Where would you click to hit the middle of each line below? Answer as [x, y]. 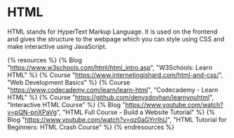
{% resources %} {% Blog [45, 60]
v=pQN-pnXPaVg [32, 112]
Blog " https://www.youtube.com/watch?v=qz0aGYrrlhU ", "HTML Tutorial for [117, 119]
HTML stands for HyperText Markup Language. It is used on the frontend [112, 32]
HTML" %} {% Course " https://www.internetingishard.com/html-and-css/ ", [115, 75]
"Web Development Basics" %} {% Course [69, 82]
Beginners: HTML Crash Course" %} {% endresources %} [91, 127]
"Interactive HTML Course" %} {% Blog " [67, 104]
